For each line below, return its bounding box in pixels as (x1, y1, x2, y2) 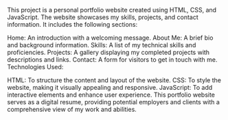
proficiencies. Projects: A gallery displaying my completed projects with (7, 48, 210, 56)
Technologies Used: (7, 63, 64, 71)
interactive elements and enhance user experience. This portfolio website (7, 91, 215, 99)
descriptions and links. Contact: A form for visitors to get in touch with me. (7, 56, 218, 64)
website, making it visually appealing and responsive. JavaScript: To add (7, 84, 213, 91)
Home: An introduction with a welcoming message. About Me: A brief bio (7, 34, 214, 42)
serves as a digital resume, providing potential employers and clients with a (7, 98, 220, 106)
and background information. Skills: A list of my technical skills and (7, 41, 196, 49)
